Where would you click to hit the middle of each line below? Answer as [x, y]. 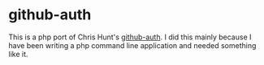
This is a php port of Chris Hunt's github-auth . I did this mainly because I [130, 37]
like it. [18, 54]
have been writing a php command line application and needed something [132, 45]
